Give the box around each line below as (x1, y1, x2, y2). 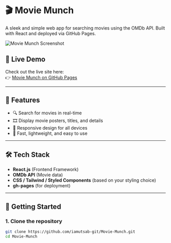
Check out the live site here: (5, 68, 64, 75)
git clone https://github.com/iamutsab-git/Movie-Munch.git (5, 229, 136, 234)
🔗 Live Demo (5, 55, 46, 64)
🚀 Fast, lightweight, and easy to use (12, 130, 88, 136)
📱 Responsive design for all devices (12, 125, 88, 131)
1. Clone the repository (5, 217, 63, 225)
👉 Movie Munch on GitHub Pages (5, 74, 77, 80)
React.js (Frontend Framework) (12, 166, 79, 173)
